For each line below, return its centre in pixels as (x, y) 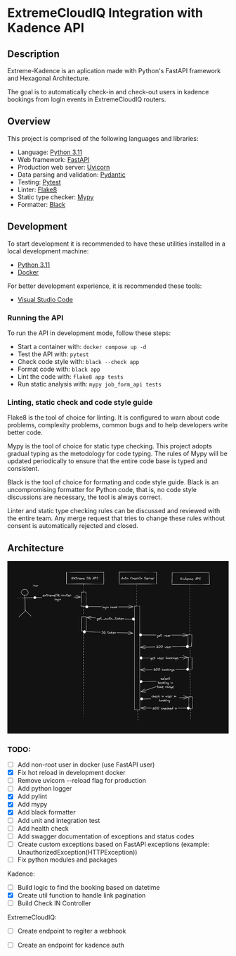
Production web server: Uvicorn (64, 167)
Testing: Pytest (39, 182)
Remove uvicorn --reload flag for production (81, 781)
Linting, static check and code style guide (80, 402)
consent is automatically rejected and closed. (73, 526)
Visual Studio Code (45, 299)
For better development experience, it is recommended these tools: (105, 286)
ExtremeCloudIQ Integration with (105, 13)
